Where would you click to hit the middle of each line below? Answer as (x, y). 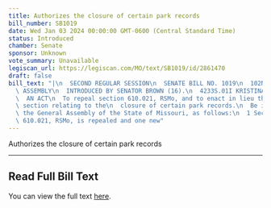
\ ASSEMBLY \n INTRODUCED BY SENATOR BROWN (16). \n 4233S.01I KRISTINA (140, 91)
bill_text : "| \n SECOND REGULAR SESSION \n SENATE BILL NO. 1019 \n (126, 83)
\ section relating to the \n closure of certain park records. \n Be (137, 106)
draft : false (30, 76)
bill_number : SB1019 (43, 23)
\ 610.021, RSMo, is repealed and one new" (90, 121)
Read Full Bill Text (54, 177)
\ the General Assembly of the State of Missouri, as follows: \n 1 (133, 114)
